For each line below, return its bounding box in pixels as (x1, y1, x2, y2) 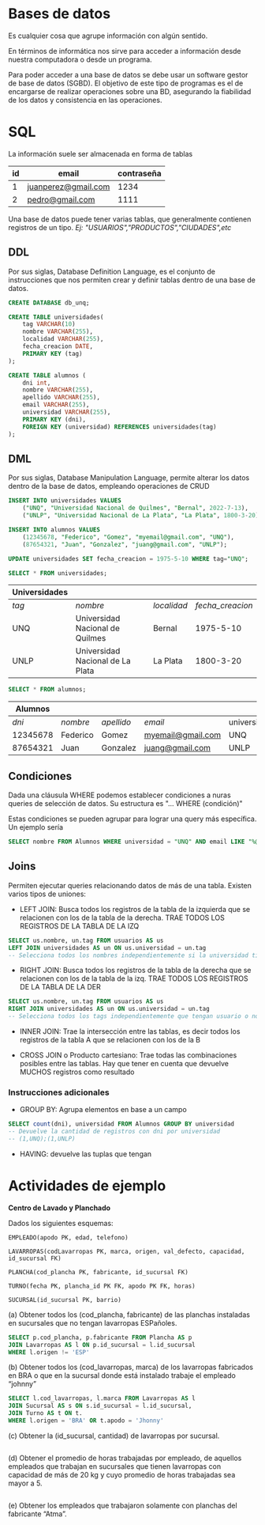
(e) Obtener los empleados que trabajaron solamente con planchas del (8, 1500, 238, 1510)
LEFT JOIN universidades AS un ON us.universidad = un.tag (8, 944, 207, 952)
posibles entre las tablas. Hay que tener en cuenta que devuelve (19, 1059, 229, 1068)
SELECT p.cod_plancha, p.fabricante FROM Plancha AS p (8, 1334, 192, 1341)
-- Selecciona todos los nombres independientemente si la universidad (8, 951, 248, 959)
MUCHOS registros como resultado (19, 1067, 135, 1077)
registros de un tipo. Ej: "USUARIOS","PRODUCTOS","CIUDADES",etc (8, 222, 232, 232)
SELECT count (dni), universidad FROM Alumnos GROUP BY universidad (8, 1120, 235, 1128)
